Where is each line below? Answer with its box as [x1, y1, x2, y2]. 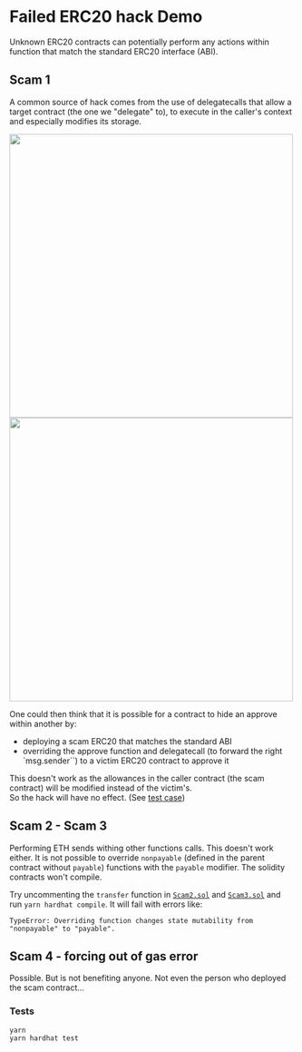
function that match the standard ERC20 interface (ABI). [9, 45, 219, 56]
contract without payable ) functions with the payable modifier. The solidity [9, 861, 286, 872]
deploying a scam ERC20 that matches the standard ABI [22, 735, 233, 746]
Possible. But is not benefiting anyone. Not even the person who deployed [9, 973, 287, 984]
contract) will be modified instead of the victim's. [9, 782, 192, 793]
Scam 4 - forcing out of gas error [9, 949, 199, 964]
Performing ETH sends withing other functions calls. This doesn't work [9, 842, 274, 853]
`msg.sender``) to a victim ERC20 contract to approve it [22, 755, 229, 766]
